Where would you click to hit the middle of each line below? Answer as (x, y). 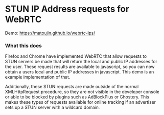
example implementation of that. (38, 77)
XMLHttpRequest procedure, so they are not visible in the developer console (82, 92)
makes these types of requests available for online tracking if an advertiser (81, 102)
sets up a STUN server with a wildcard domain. (53, 107)
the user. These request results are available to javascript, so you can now (80, 67)
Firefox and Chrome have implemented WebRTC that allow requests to (76, 56)
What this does (23, 46)
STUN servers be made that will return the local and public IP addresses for (81, 62)
